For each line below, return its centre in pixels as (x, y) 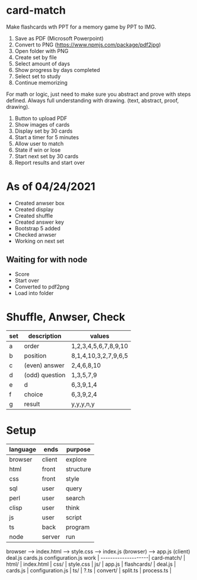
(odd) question (45, 375)
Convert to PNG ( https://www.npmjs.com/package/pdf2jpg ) (88, 45)
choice (34, 394)
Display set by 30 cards (44, 131)
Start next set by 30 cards (47, 156)
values (100, 336)
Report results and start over (50, 162)
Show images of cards (42, 124)
